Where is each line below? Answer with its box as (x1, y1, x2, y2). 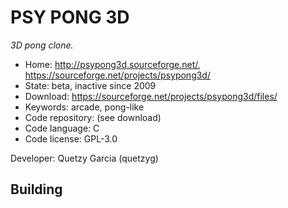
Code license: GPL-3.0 (24, 132, 118, 145)
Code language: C (24, 122, 100, 134)
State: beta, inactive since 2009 (24, 79, 157, 91)
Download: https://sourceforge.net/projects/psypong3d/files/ (24, 90, 278, 102)
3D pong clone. (10, 39, 74, 51)
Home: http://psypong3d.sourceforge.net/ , (24, 58, 201, 70)
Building (10, 181, 63, 198)
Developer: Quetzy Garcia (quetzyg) (10, 152, 159, 164)
